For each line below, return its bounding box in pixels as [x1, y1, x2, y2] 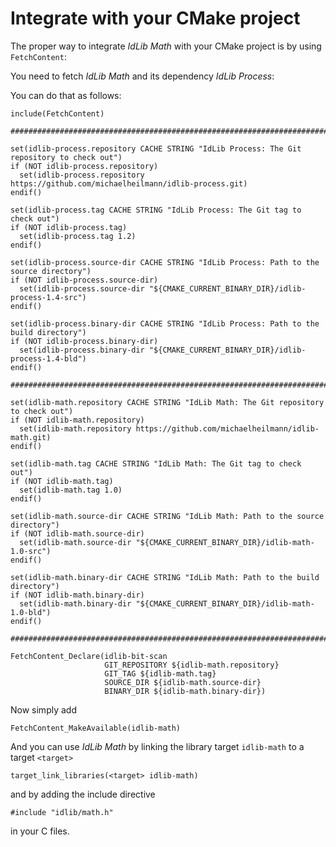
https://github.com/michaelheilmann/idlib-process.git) [10, 178, 248, 189]
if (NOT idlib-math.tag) [10, 476, 114, 486]
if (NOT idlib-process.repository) [10, 161, 159, 171]
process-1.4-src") [10, 292, 87, 302]
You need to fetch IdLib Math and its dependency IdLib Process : [10, 70, 275, 82]
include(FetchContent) [10, 108, 105, 119]
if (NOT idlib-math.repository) [10, 415, 145, 425]
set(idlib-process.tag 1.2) [19, 231, 137, 241]
